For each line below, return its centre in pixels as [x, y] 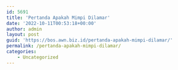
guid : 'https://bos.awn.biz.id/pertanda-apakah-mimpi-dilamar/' [90, 40]
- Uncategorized [38, 57]
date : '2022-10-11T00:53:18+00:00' [52, 23]
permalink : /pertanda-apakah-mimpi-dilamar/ [64, 46]
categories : [21, 52]
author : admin [24, 29]
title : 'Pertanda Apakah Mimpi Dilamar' [59, 18]
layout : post [23, 35]
